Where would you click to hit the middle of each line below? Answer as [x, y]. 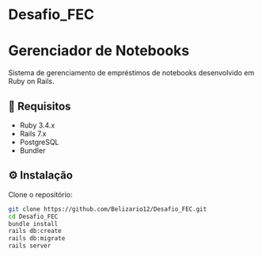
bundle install [33, 224]
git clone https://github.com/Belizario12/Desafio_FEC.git [108, 209]
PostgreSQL [39, 142]
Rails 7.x [33, 133]
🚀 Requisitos [40, 106]
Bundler [32, 150]
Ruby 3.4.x [37, 125]
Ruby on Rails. [32, 82]
